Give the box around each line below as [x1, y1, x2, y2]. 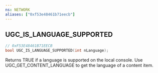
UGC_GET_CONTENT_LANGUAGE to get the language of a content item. [5, 63, 154, 69]
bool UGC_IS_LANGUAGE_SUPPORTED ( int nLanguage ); [5, 48, 109, 53]
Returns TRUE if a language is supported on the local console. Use [5, 57, 143, 63]
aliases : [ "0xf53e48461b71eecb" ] [5, 12, 75, 17]
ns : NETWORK [5, 7, 30, 12]
